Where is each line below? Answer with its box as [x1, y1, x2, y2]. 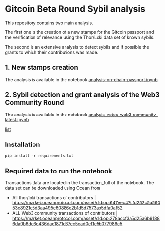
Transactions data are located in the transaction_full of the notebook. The [5, 180, 154, 186]
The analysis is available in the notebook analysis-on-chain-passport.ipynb [5, 76, 158, 82]
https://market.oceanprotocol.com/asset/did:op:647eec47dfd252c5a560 [12, 200, 161, 206]
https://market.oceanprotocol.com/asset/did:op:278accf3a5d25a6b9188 [12, 215, 160, 222]
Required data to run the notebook [5, 167, 112, 175]
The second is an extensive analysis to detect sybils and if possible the [5, 44, 149, 50]
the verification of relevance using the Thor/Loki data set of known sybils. [5, 34, 155, 40]
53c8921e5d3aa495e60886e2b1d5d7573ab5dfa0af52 [12, 205, 123, 211]
